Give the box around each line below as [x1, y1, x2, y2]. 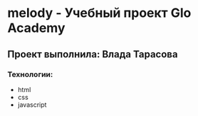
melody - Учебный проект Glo [7, 5, 192, 21]
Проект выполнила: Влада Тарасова [7, 48, 178, 60]
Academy [7, 20, 66, 36]
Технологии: [7, 69, 53, 79]
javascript [17, 100, 47, 109]
